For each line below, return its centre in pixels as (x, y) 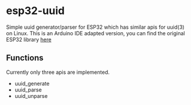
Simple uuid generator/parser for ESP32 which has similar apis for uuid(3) (95, 27)
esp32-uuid (35, 11)
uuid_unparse (31, 96)
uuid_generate (32, 83)
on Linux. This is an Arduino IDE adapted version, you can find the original (95, 33)
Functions (25, 58)
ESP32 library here (29, 39)
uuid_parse (28, 90)
